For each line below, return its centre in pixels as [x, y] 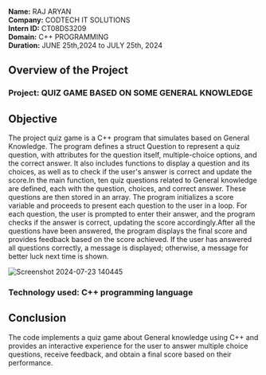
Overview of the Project [68, 70]
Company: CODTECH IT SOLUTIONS [69, 20]
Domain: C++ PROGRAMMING [59, 37]
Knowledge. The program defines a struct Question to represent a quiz [124, 146]
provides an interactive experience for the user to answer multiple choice [128, 346]
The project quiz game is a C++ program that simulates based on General [129, 138]
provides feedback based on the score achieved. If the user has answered [130, 240]
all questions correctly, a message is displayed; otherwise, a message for [129, 248]
